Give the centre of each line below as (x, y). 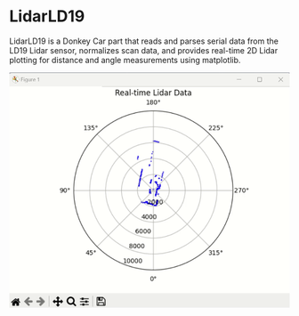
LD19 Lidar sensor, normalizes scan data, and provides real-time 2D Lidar (144, 50)
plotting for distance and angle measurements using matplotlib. (125, 60)
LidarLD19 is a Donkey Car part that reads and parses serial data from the (144, 41)
